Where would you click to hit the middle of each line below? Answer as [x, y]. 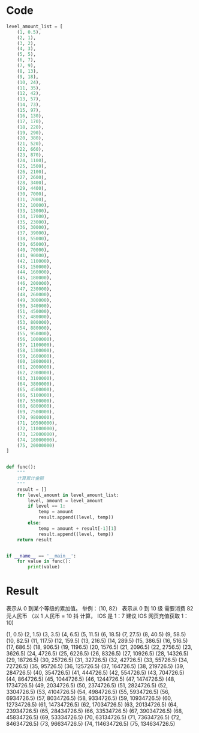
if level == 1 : [47, 506]
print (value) [44, 567]
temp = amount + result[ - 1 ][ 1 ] [77, 528]
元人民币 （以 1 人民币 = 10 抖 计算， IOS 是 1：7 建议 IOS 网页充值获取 [93, 616]
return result [34, 540]
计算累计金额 [30, 478]
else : [35, 523]
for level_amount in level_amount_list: [68, 495]
